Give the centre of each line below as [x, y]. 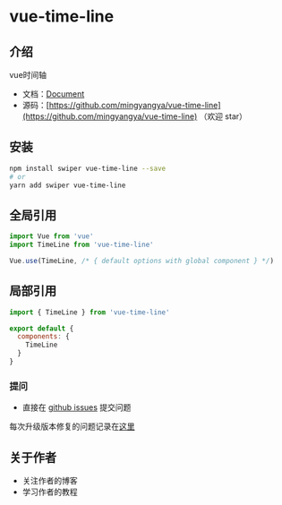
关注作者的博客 [50, 481]
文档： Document [53, 94]
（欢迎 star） [223, 116]
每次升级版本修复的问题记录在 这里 [72, 426]
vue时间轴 [28, 75]
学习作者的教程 [50, 492]
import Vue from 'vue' [51, 236]
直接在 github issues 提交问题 [77, 407]
